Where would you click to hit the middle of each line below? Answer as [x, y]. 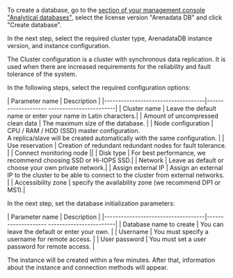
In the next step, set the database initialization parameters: [91, 203]
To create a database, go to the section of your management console [106, 10]
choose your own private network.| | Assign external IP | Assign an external [115, 168]
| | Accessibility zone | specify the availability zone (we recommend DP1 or [114, 183]
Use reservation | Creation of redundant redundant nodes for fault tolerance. [117, 145]
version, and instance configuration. [59, 46]
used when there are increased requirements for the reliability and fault [109, 67]
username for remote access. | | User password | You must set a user [107, 239]
